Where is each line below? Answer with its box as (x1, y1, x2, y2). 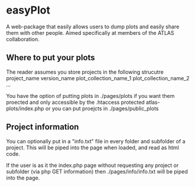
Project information (6, 122, 79, 132)
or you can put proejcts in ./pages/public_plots (45, 104, 159, 112)
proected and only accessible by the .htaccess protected (6, 99, 145, 106)
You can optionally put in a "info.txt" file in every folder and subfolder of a (6, 137, 186, 145)
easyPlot (6, 4, 50, 17)
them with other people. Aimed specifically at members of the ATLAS (6, 29, 174, 36)
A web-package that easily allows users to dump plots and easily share (6, 23, 180, 30)
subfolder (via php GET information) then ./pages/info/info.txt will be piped (6, 168, 188, 175)
